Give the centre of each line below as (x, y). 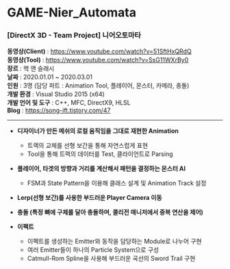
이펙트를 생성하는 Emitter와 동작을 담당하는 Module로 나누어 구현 (114, 242)
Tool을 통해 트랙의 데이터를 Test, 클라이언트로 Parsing (100, 154)
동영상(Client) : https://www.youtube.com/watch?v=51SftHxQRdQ (99, 51)
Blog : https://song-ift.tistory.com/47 (59, 110)
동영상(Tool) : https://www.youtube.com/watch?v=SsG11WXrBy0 (98, 60)
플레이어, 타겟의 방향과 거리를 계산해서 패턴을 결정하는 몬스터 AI (101, 168)
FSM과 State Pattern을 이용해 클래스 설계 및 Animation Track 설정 (117, 183)
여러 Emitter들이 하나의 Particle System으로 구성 (93, 250)
